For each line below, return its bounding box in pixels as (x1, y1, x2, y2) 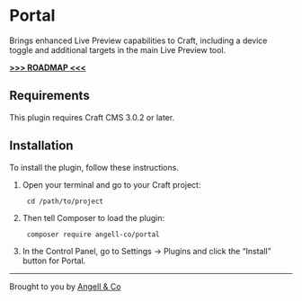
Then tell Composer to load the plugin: (22, 212, 164, 223)
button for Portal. (22, 255, 86, 266)
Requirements (9, 88, 90, 103)
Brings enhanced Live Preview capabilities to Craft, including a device (9, 35, 268, 46)
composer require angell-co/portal (26, 230, 160, 239)
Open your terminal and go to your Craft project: (22, 179, 201, 190)
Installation (9, 138, 74, 154)
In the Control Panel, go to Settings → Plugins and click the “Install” (22, 245, 271, 256)
